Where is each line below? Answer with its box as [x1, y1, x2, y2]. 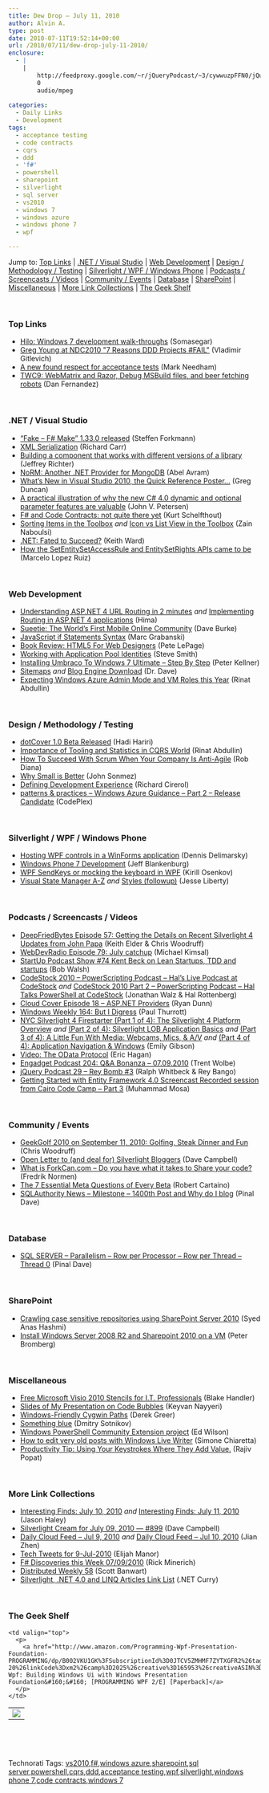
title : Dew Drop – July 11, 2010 [8, 11, 120, 20]
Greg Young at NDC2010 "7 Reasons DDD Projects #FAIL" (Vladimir [19, 345, 242, 355]
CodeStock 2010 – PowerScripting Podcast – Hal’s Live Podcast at [19, 972, 238, 982]
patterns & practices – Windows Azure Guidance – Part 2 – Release [19, 789, 241, 798]
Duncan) [19, 484, 49, 494]
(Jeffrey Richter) [19, 458, 74, 468]
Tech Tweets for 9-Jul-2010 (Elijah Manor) [19, 1549, 160, 1559]
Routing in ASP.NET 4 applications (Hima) [19, 615, 158, 625]
